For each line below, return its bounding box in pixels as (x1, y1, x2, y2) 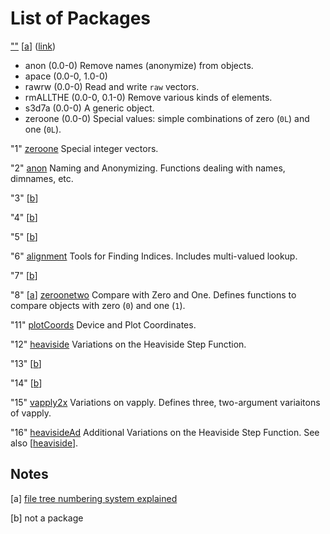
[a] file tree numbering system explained (10, 492, 178, 504)
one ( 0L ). (24, 123, 62, 135)
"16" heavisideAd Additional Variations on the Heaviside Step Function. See (10, 426, 320, 438)
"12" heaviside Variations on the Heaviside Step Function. (10, 338, 247, 350)
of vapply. (10, 407, 52, 419)
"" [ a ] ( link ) (10, 40, 56, 52)
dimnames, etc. (10, 172, 74, 184)
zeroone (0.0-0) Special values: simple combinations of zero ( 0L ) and (24, 112, 310, 124)
